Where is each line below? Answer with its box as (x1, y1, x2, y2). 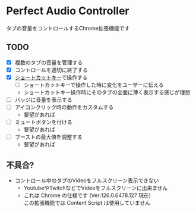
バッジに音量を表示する (14, 96, 72, 103)
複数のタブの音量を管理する (14, 58, 83, 66)
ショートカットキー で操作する (14, 73, 88, 81)
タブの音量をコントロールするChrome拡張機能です (6, 24, 130, 32)
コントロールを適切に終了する (14, 66, 88, 73)
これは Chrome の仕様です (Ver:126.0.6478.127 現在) (23, 192, 151, 199)
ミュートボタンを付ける (14, 119, 72, 126)
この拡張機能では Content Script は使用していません (23, 199, 150, 207)
